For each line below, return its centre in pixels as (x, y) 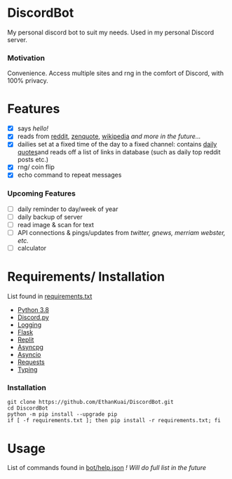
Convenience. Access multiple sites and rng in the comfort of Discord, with (116, 73)
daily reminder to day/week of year (68, 209)
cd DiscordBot (28, 408)
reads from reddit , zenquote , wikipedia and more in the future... (109, 136)
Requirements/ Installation (86, 277)
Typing (27, 370)
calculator (32, 248)
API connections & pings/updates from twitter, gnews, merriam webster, (121, 232)
